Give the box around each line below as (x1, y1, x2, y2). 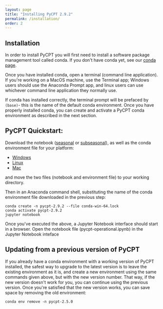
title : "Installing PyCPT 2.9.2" (5, 12, 73, 17)
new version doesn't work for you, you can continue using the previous (5, 279, 148, 285)
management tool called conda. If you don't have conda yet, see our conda (5, 57, 156, 63)
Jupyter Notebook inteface (5, 231, 60, 237)
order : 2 (5, 21, 23, 26)
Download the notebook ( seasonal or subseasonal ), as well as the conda (5, 140, 151, 145)
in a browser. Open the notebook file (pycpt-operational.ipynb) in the (5, 226, 143, 232)
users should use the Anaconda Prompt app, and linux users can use (5, 82, 143, 88)
